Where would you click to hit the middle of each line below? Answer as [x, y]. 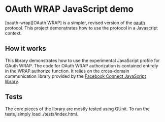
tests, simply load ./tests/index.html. [42, 114]
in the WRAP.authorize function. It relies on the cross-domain [67, 71]
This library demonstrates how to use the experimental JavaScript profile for [82, 61]
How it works [26, 48]
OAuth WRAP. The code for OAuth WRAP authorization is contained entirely [82, 65]
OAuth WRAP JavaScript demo [69, 9]
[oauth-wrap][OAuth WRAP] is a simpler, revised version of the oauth [75, 23]
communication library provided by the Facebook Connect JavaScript [76, 76]
